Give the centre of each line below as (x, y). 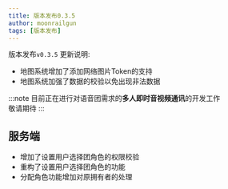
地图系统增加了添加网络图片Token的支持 (86, 71)
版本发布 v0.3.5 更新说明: (49, 54)
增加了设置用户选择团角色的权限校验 (80, 157)
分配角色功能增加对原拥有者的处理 (76, 177)
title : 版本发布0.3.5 (42, 16)
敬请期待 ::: (27, 108)
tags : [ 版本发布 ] (35, 30)
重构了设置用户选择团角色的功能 (72, 167)
